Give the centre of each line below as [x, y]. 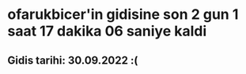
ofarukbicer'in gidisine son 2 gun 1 [123, 15]
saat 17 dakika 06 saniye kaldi [107, 31]
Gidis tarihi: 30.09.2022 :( [73, 60]
